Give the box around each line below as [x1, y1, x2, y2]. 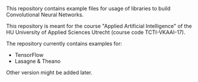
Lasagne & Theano [14, 58, 61, 64]
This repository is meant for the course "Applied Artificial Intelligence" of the [6, 23, 192, 29]
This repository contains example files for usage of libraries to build [6, 5, 171, 12]
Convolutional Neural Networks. [6, 11, 84, 18]
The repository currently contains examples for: [6, 40, 122, 47]
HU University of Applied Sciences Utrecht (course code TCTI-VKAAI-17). [6, 29, 186, 36]
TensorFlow [14, 52, 44, 58]
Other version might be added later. [6, 69, 93, 76]
